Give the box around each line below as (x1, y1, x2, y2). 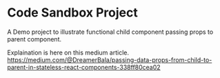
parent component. (7, 35, 62, 43)
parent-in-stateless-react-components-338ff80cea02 (7, 63, 161, 71)
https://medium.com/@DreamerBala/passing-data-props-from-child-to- (7, 55, 212, 64)
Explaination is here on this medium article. (7, 48, 130, 57)
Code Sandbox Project (7, 5, 138, 21)
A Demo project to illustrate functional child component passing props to (7, 28, 214, 36)
